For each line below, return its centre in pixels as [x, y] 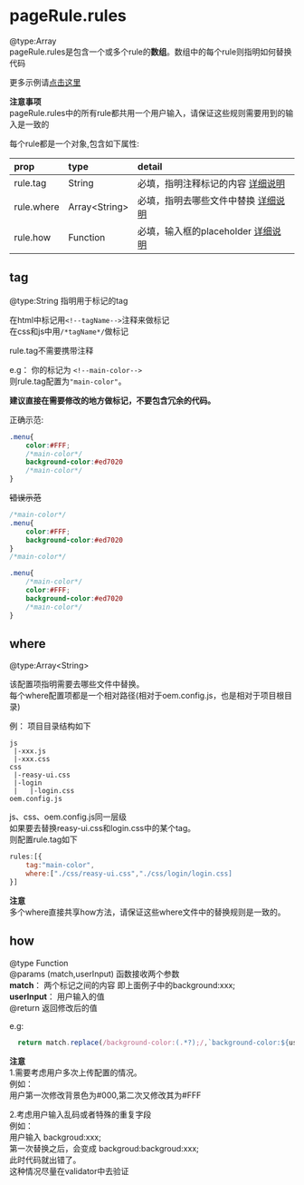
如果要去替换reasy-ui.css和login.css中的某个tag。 [103, 828]
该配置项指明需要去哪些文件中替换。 [77, 684]
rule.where [37, 207]
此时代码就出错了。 [45, 1160]
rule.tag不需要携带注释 [52, 350]
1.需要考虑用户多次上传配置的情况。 [76, 1072]
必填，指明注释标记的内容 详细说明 [211, 183]
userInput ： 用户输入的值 [57, 996]
